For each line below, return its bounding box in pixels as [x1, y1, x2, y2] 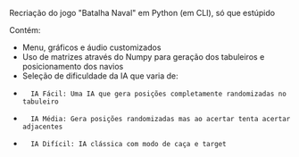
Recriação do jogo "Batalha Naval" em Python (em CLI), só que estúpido [9, 8, 275, 18]
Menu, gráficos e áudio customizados [21, 42, 162, 53]
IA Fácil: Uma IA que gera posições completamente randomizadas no [30, 89, 287, 98]
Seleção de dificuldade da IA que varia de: [21, 70, 179, 81]
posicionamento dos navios [21, 62, 124, 71]
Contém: [9, 25, 41, 35]
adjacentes [21, 122, 63, 131]
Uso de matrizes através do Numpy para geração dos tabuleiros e [21, 52, 265, 62]
